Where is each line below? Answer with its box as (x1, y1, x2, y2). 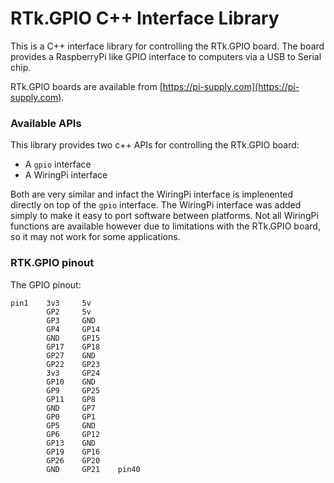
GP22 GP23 (46, 359, 101, 369)
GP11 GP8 (46, 394, 97, 404)
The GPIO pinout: (10, 278, 82, 291)
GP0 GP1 (46, 412, 97, 422)
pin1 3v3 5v (10, 298, 92, 308)
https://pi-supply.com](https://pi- (162, 80, 300, 92)
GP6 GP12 (46, 429, 101, 439)
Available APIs (10, 116, 82, 130)
